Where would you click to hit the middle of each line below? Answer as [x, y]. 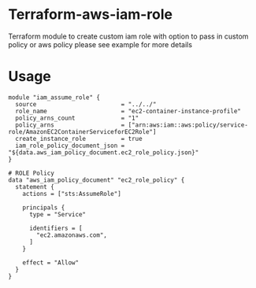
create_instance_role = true [79, 138]
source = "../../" [86, 104]
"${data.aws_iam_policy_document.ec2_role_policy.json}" [104, 152]
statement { [35, 186]
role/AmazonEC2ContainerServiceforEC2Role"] [82, 131]
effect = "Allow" [51, 262]
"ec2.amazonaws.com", [72, 235]
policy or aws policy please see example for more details [100, 44]
